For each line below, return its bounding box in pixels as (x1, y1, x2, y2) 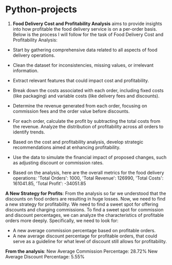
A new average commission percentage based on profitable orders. (12, 227, 156, 233)
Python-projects (5, 4, 77, 15)
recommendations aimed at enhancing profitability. (12, 144, 121, 150)
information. (12, 68, 39, 74)
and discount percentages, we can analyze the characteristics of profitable (5, 212, 164, 218)
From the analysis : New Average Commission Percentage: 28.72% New (5, 248, 158, 254)
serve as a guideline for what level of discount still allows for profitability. (12, 238, 167, 244)
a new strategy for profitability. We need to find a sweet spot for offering (5, 201, 159, 207)
